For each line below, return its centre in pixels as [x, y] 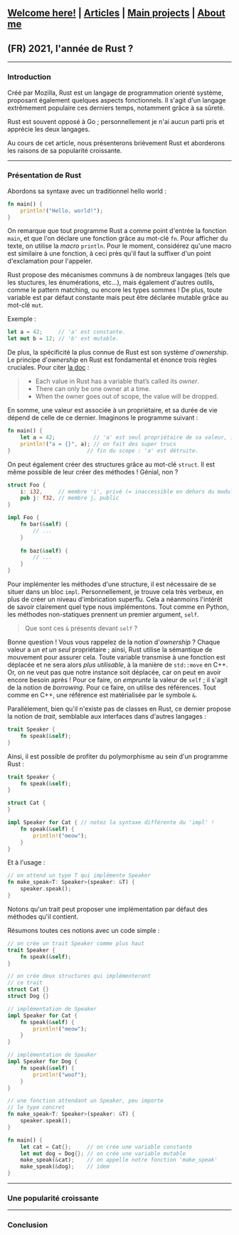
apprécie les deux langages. [49, 129]
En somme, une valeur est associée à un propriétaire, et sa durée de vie [113, 410]
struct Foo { [27, 485]
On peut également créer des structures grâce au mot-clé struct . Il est [111, 464]
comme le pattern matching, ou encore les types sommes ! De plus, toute [115, 290]
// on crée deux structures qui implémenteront [79, 976]
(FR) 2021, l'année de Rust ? [70, 48]
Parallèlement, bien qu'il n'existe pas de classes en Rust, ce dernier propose [119, 709]
